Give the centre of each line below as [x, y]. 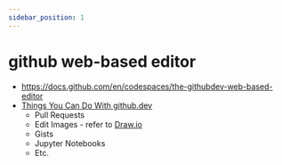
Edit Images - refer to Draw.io [89, 124]
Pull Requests [60, 115]
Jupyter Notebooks [70, 143]
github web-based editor [102, 61]
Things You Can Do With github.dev [87, 105]
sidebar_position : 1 [47, 17]
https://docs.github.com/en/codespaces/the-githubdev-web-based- [147, 87]
